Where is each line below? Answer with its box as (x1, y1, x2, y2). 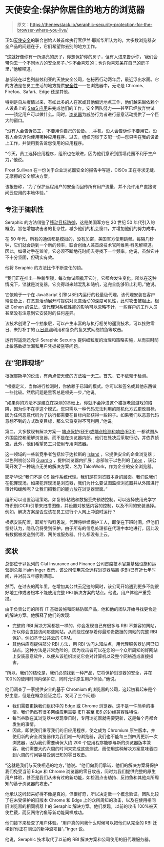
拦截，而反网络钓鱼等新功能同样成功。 (9, 809, 86, 816)
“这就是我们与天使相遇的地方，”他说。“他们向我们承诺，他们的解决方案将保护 (5, 762, 159, 768)
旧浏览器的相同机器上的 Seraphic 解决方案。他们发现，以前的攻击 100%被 (5, 803, 154, 809)
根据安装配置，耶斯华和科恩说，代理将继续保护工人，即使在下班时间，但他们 (5, 519, 159, 525)
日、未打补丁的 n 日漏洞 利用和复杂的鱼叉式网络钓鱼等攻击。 (5, 326, 126, 332)
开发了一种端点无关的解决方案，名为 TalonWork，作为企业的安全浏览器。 (9, 463, 156, 469)
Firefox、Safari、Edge (5, 89, 50, 95)
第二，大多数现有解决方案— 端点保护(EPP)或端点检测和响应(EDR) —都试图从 (5, 428, 159, 434)
